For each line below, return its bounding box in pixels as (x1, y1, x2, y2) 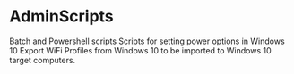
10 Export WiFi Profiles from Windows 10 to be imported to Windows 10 (9, 45, 272, 55)
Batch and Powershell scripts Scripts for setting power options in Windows (9, 36, 285, 46)
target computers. (9, 54, 76, 65)
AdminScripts (9, 6, 114, 27)
